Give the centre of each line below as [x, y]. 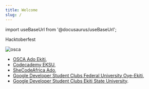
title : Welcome [22, 10]
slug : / [14, 15]
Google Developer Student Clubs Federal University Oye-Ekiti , [78, 75]
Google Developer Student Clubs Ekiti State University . [71, 81]
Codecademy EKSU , [34, 64]
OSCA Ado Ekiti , [30, 59]
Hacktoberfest [21, 39]
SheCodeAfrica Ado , [34, 70]
